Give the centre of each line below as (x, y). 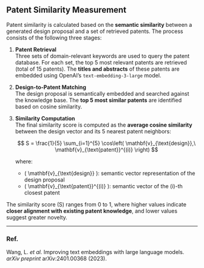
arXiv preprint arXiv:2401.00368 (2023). (57, 259)
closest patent (42, 192)
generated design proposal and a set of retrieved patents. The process (95, 31)
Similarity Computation (45, 118)
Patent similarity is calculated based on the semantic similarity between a (99, 24)
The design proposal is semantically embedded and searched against (102, 93)
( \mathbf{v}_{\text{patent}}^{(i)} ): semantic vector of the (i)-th (104, 186)
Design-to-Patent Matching (51, 87)
